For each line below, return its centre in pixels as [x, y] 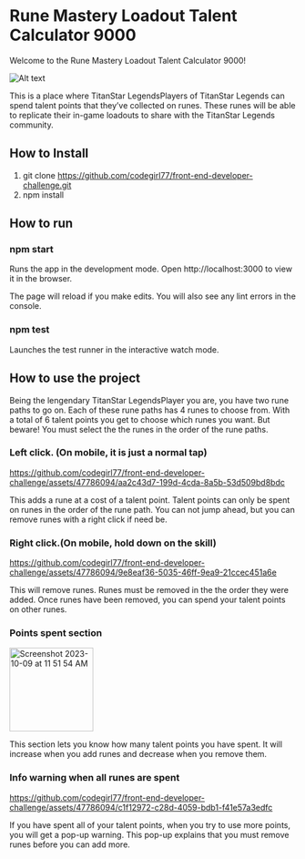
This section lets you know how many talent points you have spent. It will [146, 744]
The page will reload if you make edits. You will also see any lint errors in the [152, 296]
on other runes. [38, 609]
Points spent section [56, 633]
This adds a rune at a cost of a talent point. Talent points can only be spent [150, 500]
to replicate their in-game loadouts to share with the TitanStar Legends [142, 115]
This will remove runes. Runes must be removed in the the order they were [149, 590]
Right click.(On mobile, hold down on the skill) [113, 543]
